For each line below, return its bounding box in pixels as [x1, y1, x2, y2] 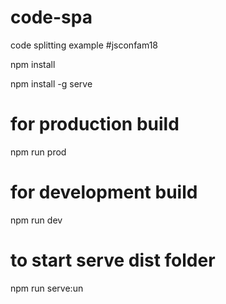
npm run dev [10, 214, 63, 226]
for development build [10, 181, 198, 204]
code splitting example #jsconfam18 [10, 39, 159, 51]
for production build [10, 113, 180, 136]
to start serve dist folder [10, 249, 216, 271]
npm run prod [10, 146, 67, 158]
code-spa [10, 6, 93, 29]
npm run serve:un [10, 282, 84, 294]
